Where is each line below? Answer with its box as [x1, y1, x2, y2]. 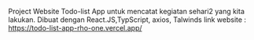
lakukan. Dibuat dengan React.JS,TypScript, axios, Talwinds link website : [8, 15, 246, 24]
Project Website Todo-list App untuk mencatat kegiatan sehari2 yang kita [8, 7, 245, 16]
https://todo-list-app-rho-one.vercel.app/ [8, 24, 143, 32]
